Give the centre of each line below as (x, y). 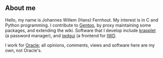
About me (20, 8)
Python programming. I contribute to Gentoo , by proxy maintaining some (78, 25)
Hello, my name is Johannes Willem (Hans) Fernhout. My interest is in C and (81, 20)
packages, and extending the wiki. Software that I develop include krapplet (80, 30)
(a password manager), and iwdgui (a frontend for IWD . (61, 35)
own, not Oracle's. (23, 50)
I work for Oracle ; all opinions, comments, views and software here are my (80, 45)
